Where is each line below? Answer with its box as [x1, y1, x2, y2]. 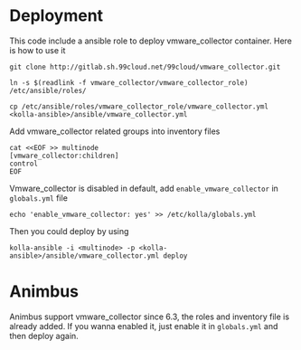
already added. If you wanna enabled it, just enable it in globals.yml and [9, 320, 278, 331]
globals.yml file [9, 192, 68, 203]
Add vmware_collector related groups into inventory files [9, 126, 221, 137]
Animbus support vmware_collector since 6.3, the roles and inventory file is [9, 311, 290, 322]
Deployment [9, 5, 104, 26]
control [9, 159, 39, 168]
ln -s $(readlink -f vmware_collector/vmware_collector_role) [9, 78, 249, 87]
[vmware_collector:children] [9, 151, 119, 160]
